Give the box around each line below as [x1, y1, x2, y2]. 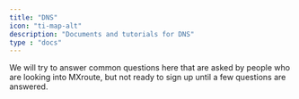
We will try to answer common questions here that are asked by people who [9, 62, 290, 73]
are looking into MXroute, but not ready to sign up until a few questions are [9, 72, 286, 83]
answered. [9, 81, 48, 92]
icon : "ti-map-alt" [9, 21, 83, 30]
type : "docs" [9, 37, 63, 47]
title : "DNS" [9, 12, 58, 22]
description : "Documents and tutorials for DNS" [9, 29, 195, 38]
